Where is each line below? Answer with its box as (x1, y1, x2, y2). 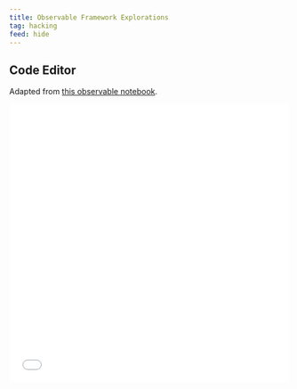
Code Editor (9, 62, 76, 77)
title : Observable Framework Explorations (9, 12, 169, 22)
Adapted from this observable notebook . (9, 86, 158, 97)
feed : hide (9, 29, 50, 38)
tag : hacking (9, 21, 58, 30)
